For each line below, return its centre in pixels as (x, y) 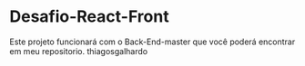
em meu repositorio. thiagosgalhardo (79, 51)
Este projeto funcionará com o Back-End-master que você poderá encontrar (152, 42)
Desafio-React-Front (90, 17)
